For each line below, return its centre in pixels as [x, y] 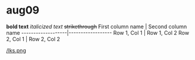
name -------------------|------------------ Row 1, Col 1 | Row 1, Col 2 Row [98, 32]
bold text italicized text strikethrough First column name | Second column [97, 26]
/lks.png [16, 50]
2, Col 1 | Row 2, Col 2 [33, 39]
